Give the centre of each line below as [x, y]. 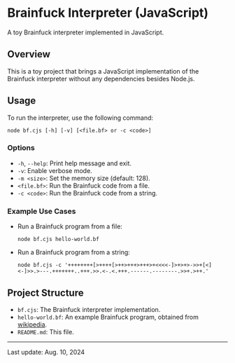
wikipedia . [32, 324]
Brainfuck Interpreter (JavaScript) [108, 13]
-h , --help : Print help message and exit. [74, 163]
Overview [29, 54]
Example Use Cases [42, 211]
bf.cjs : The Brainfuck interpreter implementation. [89, 309]
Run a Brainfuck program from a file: [70, 226]
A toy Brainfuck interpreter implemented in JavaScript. [86, 32]
